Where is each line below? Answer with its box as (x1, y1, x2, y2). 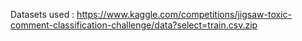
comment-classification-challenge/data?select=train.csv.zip (10, 19, 258, 31)
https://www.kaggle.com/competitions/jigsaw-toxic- (76, 9, 292, 20)
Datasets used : (10, 9, 75, 20)
